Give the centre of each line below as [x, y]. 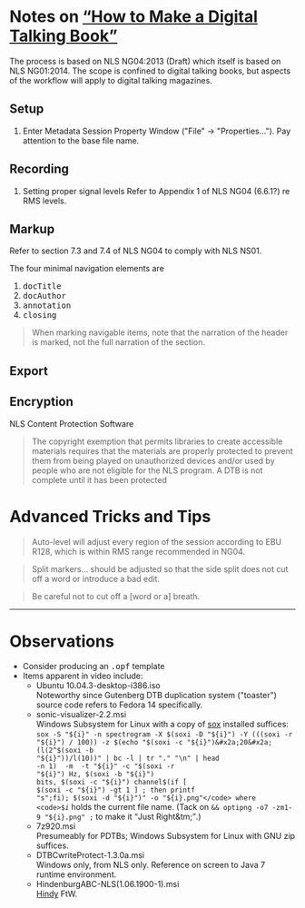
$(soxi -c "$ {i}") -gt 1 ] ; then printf [115, 790]
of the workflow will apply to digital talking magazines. [111, 80]
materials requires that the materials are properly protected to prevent [162, 450]
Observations [62, 641]
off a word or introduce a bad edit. [96, 578]
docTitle [42, 286]
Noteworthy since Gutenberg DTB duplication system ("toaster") [156, 696]
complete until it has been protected [99, 479]
